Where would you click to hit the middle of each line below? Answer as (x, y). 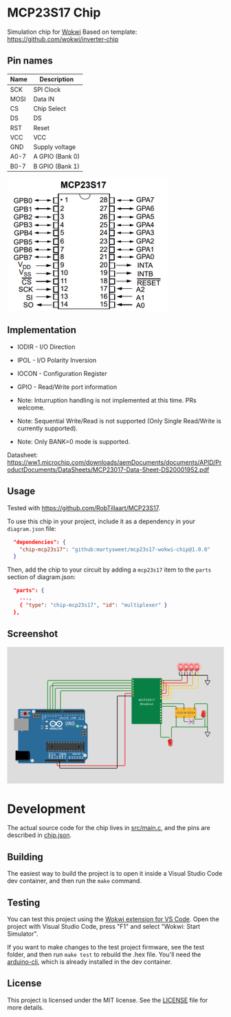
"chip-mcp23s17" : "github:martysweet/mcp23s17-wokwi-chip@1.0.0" (115, 550)
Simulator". (23, 934)
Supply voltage (55, 147)
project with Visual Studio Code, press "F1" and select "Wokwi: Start (104, 927)
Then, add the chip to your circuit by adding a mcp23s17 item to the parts (109, 570)
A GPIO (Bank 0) (57, 157)
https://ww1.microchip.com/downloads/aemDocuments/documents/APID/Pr (114, 462)
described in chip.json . (40, 835)
